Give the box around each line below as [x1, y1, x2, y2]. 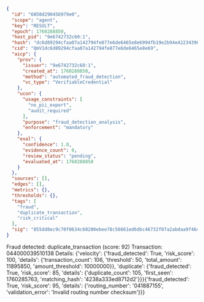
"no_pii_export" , [28, 102, 72, 108]
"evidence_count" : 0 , [22, 147, 78, 153]
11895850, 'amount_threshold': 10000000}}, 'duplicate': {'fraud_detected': [6, 262, 192, 270]
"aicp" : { [12, 51, 36, 57]
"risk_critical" [17, 215, 59, 222]
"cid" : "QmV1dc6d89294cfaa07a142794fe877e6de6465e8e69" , [12, 46, 159, 52]
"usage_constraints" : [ [22, 96, 83, 102]
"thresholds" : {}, [12, 192, 59, 198]
